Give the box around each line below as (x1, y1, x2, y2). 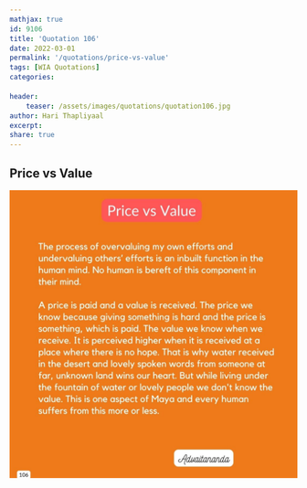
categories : (9, 73, 55, 82)
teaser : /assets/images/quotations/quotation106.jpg (26, 101, 231, 111)
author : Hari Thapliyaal (9, 111, 104, 121)
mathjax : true (9, 15, 64, 24)
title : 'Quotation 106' (9, 34, 101, 43)
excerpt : (9, 121, 43, 130)
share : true (9, 131, 55, 140)
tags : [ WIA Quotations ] (9, 63, 101, 72)
